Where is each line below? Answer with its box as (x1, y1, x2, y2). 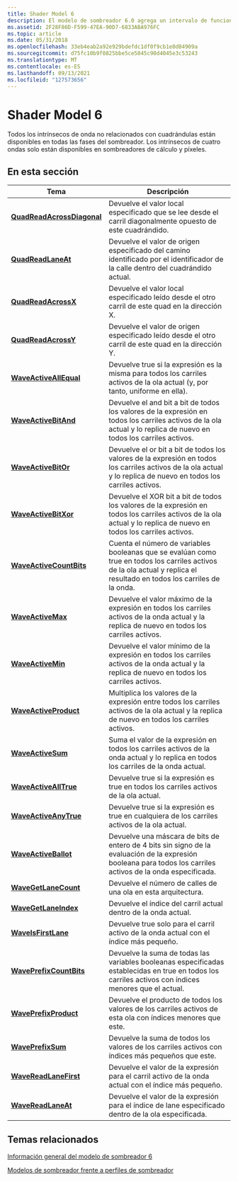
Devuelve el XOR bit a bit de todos (108, 491, 222, 501)
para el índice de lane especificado (108, 1100, 225, 1110)
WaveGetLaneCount (11, 883, 81, 893)
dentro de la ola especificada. (108, 1109, 208, 1119)
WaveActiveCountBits (11, 561, 87, 571)
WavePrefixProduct (11, 1008, 79, 1018)
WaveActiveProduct (11, 706, 80, 716)
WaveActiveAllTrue (11, 782, 77, 792)
